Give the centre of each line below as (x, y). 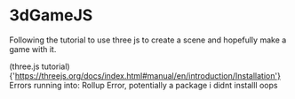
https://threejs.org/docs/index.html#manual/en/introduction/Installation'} (148, 75)
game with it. (33, 49)
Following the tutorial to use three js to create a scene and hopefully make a (148, 40)
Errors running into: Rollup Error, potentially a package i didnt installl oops (144, 85)
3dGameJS (51, 15)
